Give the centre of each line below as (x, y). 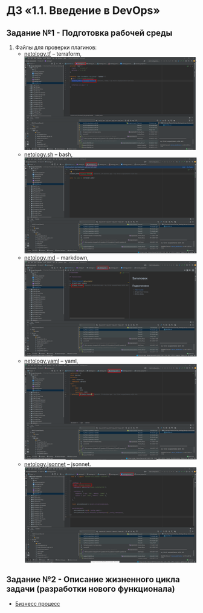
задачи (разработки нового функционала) (91, 589)
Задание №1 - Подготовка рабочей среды (89, 33)
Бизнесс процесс (37, 603)
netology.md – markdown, (56, 257)
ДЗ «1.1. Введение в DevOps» (83, 11)
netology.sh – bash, (48, 154)
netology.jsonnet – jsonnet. (58, 464)
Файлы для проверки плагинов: (56, 47)
